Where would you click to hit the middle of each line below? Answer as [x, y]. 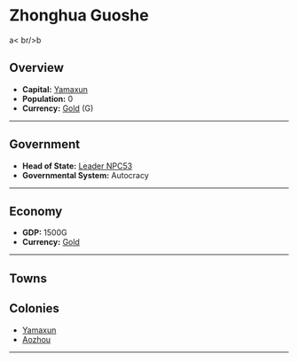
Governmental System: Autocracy [85, 175]
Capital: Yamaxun [55, 89]
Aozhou [36, 339]
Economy [36, 211]
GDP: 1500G [45, 232]
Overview [37, 68]
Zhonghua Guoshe [79, 16]
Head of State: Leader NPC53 [77, 166]
